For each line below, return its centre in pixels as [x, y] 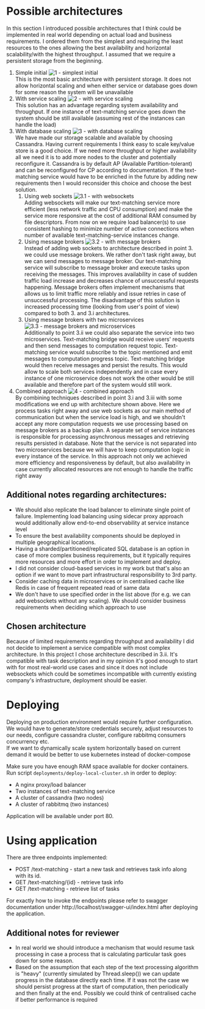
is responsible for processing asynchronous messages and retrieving [102, 436]
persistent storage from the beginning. [55, 61]
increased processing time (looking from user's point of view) [102, 307]
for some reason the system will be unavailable [74, 92]
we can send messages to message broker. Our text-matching [103, 261]
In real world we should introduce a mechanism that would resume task [105, 948]
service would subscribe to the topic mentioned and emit [121, 352]
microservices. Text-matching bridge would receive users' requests [109, 339]
